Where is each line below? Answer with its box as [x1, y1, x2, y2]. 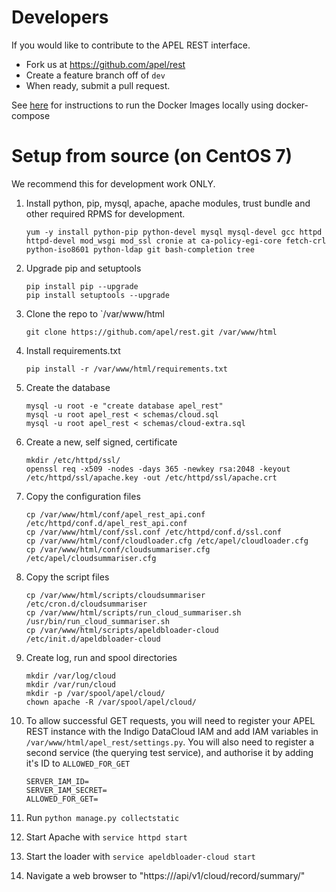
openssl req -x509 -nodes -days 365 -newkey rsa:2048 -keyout [25, 464, 291, 474]
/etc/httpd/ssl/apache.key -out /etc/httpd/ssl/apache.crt [25, 472, 278, 483]
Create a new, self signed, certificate [25, 436, 178, 448]
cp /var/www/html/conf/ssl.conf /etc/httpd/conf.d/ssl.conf [25, 527, 282, 537]
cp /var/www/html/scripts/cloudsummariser [25, 590, 206, 600]
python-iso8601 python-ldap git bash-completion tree [25, 244, 255, 255]
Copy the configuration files [25, 490, 141, 502]
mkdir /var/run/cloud [25, 679, 116, 690]
